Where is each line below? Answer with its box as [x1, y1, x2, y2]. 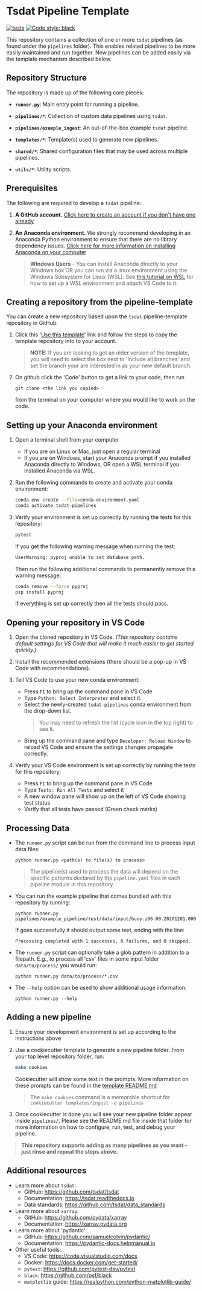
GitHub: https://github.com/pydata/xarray [24, 1214, 127, 1221]
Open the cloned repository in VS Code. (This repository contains [14, 633, 178, 641]
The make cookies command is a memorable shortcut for [30, 1093, 171, 1100]
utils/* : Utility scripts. [14, 165, 72, 173]
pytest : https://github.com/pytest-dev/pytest [24, 1265, 136, 1272]
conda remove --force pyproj [14, 583, 89, 589]
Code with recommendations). [14, 664, 90, 672]
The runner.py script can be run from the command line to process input [14, 839, 195, 846]
